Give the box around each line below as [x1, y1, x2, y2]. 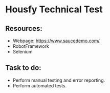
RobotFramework [12, 43, 50, 49]
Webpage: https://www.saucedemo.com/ [12, 38, 100, 44]
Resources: [5, 24, 42, 33]
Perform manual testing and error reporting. [12, 77, 105, 83]
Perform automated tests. [12, 82, 67, 88]
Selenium [12, 49, 33, 54]
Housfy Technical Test [5, 4, 103, 15]
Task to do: [5, 63, 42, 72]
